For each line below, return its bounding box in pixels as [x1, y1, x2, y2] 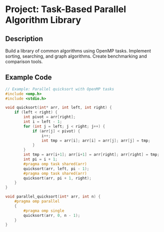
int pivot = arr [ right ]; [23, 115, 76, 120]
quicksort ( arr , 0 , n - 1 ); [23, 213, 80, 218]
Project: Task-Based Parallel [5, 4, 127, 15]
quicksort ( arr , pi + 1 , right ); [23, 175, 92, 180]
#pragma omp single [23, 208, 65, 213]
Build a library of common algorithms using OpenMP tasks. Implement [5, 48, 151, 54]
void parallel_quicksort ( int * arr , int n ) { [5, 194, 101, 199]
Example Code [5, 73, 52, 82]
